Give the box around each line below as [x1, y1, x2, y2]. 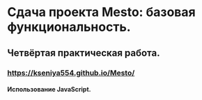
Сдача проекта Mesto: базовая [7, 4, 196, 20]
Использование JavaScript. [7, 85, 91, 94]
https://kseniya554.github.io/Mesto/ [7, 68, 135, 78]
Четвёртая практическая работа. [7, 47, 160, 59]
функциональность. [7, 19, 131, 35]
